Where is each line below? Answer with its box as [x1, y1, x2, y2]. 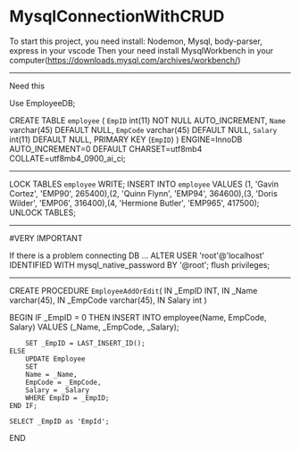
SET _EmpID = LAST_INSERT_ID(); [25, 338, 146, 347]
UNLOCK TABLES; [9, 207, 76, 218]
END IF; [9, 401, 38, 410]
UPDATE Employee [25, 354, 87, 363]
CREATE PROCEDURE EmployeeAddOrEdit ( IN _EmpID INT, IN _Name [9, 285, 258, 296]
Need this [9, 80, 46, 91]
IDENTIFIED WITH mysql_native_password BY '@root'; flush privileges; [9, 259, 271, 270]
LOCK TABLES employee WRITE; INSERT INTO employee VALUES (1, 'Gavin [9, 179, 279, 189]
